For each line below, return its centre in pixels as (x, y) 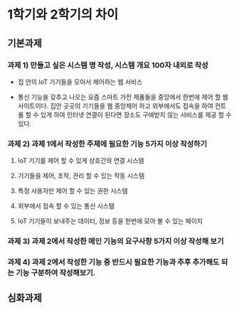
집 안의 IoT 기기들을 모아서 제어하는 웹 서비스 (80, 82)
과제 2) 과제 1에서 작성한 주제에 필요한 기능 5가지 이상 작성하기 (107, 144)
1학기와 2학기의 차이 (63, 15)
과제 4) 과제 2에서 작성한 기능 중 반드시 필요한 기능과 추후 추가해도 (113, 262)
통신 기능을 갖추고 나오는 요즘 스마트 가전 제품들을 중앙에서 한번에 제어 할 (119, 97)
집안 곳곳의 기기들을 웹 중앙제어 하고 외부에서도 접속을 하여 (132, 106)
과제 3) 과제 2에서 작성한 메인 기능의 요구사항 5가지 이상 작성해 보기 (116, 241)
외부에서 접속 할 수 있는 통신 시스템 (66, 206)
